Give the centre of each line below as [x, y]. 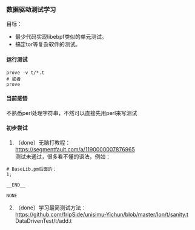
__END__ [16, 185]
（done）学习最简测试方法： [51, 208]
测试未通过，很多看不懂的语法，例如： [63, 156]
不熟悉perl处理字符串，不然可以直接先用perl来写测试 [72, 113]
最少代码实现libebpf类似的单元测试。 [61, 37]
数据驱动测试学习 [31, 9]
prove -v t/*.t [25, 73]
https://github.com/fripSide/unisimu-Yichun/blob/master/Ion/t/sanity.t [102, 214]
